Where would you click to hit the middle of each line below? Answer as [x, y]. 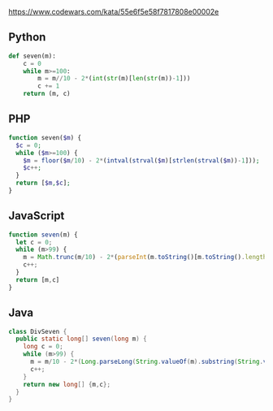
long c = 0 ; [43, 347]
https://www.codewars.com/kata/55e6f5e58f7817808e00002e [114, 12]
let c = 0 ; [34, 242]
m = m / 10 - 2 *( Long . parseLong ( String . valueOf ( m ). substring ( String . [147, 361]
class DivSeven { [38, 331]
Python [27, 37]
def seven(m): [32, 56]
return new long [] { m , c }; [67, 384]
